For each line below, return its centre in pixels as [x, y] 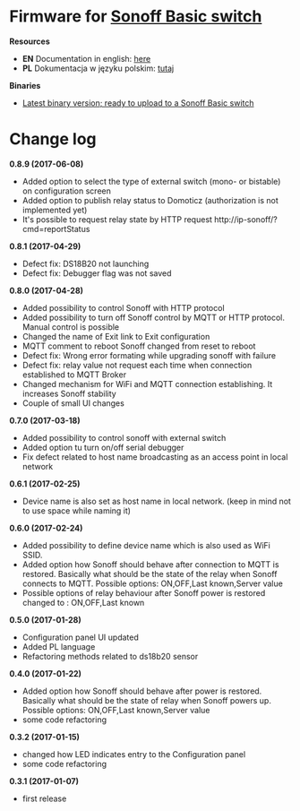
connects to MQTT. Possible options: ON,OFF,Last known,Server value [153, 583]
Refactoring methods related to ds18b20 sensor [110, 656]
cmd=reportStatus [56, 229]
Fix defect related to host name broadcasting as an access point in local [155, 457]
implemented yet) [55, 210]
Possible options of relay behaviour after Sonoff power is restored [144, 592]
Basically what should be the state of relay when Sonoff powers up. [146, 700]
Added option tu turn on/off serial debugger [103, 447]
